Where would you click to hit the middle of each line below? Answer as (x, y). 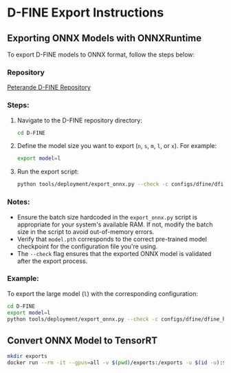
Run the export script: (48, 172)
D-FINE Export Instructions (86, 13)
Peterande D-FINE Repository (49, 87)
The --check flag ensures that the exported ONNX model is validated (114, 253)
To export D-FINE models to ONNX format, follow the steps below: (101, 54)
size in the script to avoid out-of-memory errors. (86, 231)
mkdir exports (27, 356)
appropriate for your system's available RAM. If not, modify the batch (115, 224)
